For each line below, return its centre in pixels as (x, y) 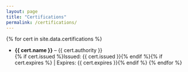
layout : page (22, 11)
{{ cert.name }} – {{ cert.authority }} (58, 50)
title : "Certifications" (36, 17)
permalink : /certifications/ (42, 22)
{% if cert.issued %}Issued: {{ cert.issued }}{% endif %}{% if (88, 57)
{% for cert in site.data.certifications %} (54, 39)
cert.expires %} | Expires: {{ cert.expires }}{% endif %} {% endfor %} (98, 63)
